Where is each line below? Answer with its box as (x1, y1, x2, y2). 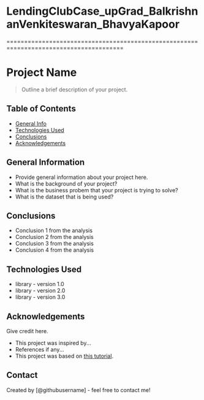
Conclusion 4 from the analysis (15, 246, 94, 254)
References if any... (15, 345, 64, 353)
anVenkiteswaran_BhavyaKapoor (6, 17, 179, 31)
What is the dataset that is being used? (15, 193, 114, 200)
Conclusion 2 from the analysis (15, 233, 94, 241)
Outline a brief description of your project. (21, 86, 128, 93)
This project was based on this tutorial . (15, 352, 114, 360)
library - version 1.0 (15, 281, 64, 288)
